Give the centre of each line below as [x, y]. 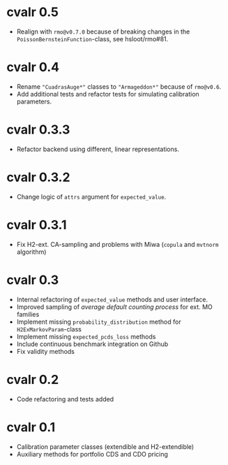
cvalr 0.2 [33, 379]
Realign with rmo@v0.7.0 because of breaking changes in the [103, 31]
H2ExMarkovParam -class [49, 329]
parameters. [34, 101]
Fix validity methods [45, 351]
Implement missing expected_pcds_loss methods [86, 336]
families [28, 314]
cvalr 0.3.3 [38, 130]
